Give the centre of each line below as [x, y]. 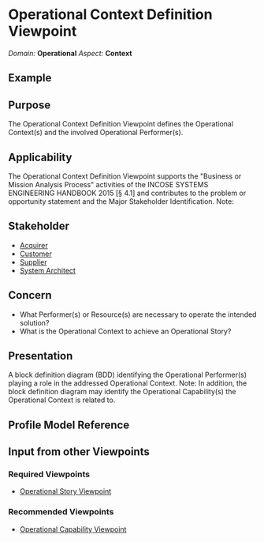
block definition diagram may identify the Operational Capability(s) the [122, 392]
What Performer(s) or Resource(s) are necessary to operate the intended [138, 314]
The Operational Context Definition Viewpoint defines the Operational [121, 124]
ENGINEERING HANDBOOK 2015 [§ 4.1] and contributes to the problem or [127, 193]
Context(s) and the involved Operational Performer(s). [96, 133]
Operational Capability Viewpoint [73, 529]
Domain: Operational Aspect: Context [70, 53]
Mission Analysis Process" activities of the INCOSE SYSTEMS [108, 184]
